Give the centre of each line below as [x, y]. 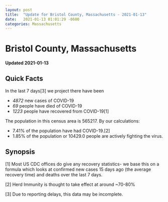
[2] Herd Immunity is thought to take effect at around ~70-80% [70, 184]
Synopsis [20, 152]
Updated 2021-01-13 [27, 63]
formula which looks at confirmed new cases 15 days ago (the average [78, 169]
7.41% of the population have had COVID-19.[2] [61, 131]
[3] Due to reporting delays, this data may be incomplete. [64, 194]
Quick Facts [24, 79]
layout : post [19, 10]
